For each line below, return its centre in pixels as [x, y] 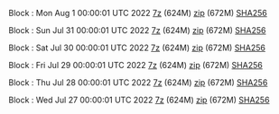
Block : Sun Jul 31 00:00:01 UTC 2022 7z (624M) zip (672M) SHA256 [137, 30]
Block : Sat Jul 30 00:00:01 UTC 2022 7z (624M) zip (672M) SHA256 [137, 48]
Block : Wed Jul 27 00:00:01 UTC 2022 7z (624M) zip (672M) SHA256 [139, 100]
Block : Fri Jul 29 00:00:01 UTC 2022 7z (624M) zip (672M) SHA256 [135, 65]
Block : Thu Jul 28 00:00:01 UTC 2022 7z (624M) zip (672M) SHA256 [138, 83]
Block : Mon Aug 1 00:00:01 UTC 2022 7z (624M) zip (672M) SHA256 [138, 13]
